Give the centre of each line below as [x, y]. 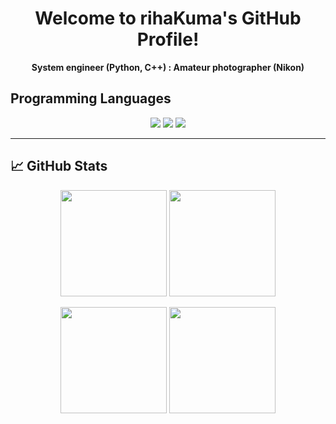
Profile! [168, 39]
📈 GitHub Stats [59, 166]
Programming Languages [91, 98]
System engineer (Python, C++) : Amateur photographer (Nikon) [168, 67]
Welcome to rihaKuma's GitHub [168, 18]
